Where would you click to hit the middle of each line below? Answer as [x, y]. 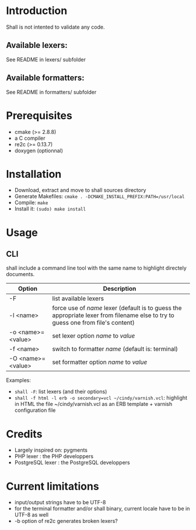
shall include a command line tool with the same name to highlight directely [96, 268]
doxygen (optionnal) [38, 150]
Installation [34, 174]
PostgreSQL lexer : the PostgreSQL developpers [72, 463]
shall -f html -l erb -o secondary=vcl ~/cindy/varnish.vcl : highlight [101, 398]
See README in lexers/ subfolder [46, 59]
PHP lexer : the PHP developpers [54, 456]
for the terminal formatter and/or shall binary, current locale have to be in [102, 509]
